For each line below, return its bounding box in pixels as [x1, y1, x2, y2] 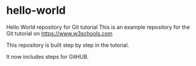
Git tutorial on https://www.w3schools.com [6, 29, 113, 37]
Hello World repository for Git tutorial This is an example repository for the [6, 23, 191, 31]
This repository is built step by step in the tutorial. [6, 41, 130, 49]
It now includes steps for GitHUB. [6, 53, 89, 60]
